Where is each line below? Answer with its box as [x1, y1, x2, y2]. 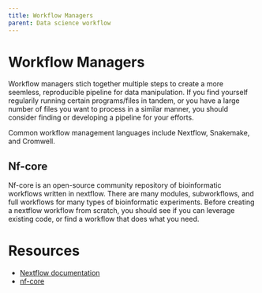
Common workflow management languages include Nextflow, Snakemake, [8, 128, 250, 138]
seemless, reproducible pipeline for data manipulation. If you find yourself [8, 88, 249, 97]
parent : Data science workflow [8, 19, 111, 27]
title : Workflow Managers [8, 11, 93, 20]
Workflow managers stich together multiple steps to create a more [8, 79, 223, 89]
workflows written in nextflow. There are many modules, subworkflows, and [8, 189, 254, 199]
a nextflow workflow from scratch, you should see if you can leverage [8, 206, 235, 215]
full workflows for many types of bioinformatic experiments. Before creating [8, 197, 255, 207]
